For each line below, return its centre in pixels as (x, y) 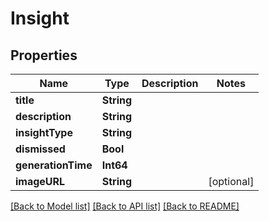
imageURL (40, 181)
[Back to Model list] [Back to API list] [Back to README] (125, 206)
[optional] (231, 181)
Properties (44, 55)
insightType (44, 132)
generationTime (54, 165)
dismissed (40, 149)
